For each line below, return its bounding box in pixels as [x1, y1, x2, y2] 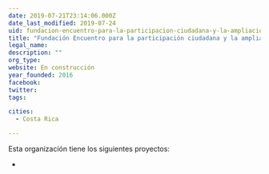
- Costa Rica [15, 115, 59, 124]
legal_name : [8, 42, 48, 49]
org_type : [8, 57, 42, 65]
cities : [8, 108, 34, 116]
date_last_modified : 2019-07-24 [8, 19, 116, 27]
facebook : [8, 78, 42, 86]
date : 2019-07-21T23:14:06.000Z [8, 11, 116, 20]
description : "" [8, 49, 62, 57]
